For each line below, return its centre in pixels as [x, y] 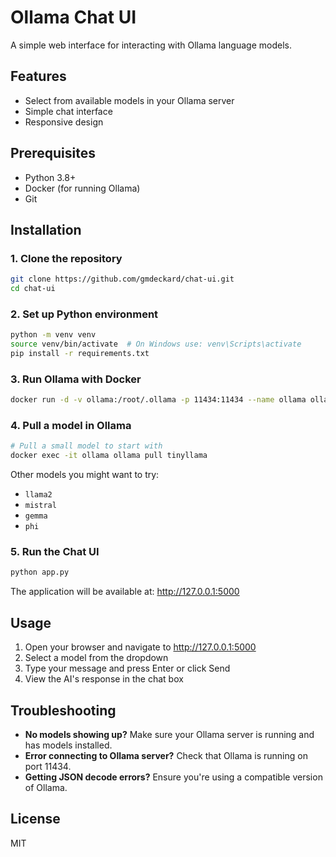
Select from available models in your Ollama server [129, 100]
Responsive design [64, 122]
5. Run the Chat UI [55, 552]
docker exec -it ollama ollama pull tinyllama [109, 456]
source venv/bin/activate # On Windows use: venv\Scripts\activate [156, 344]
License [35, 819]
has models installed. [68, 745]
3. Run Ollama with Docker [76, 379]
